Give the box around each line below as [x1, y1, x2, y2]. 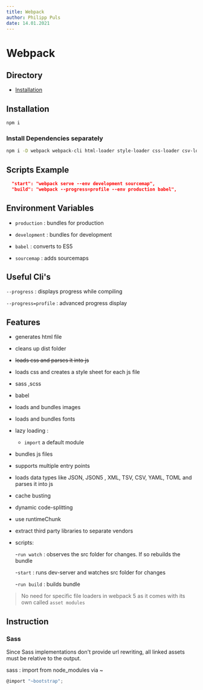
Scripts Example [6, 165, 69, 175]
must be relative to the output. [6, 654, 82, 662]
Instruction [6, 616, 49, 626]
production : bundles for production [14, 219, 104, 226]
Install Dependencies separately [6, 134, 103, 142]
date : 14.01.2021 [6, 20, 50, 26]
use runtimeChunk [14, 516, 62, 523]
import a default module [24, 439, 85, 446]
